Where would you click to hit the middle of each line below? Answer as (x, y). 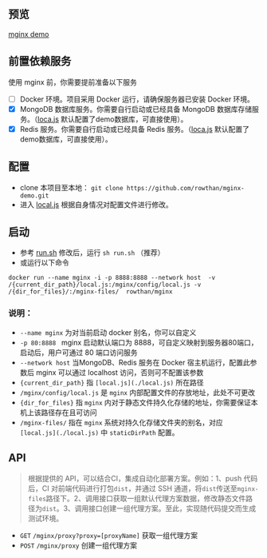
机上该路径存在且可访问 (58, 412)
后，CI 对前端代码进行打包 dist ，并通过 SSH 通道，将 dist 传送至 (132, 488)
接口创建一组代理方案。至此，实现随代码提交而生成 (173, 508)
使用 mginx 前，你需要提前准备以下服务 (73, 82)
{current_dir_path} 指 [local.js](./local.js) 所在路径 (112, 382)
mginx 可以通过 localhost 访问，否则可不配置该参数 (120, 372)
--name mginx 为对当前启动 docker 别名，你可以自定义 (108, 332)
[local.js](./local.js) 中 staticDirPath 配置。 (99, 432)
